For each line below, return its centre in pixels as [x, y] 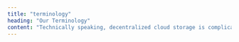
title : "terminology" [39, 14]
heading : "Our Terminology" [49, 21]
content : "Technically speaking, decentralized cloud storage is [106, 27]
